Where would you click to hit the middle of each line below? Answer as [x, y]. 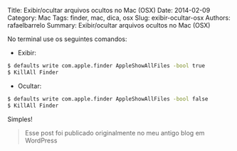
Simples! [20, 119]
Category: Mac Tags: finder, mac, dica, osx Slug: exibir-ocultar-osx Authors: [119, 18]
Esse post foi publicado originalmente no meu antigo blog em [115, 133]
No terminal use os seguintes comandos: [67, 39]
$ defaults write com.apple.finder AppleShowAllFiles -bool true [106, 66]
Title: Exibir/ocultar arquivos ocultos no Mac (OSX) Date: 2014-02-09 [109, 10]
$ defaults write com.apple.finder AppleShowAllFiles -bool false [108, 99]
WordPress [41, 140]
